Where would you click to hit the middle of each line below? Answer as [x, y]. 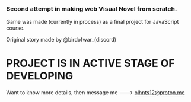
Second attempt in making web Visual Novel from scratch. [92, 9]
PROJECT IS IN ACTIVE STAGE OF [90, 63]
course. [15, 28]
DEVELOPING [40, 76]
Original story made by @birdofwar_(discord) [61, 40]
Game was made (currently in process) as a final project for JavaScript [93, 22]
